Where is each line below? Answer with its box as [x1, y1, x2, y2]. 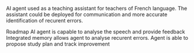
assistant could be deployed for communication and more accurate [6, 11, 168, 18]
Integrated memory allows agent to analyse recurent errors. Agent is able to [6, 35, 189, 41]
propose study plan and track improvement [6, 40, 110, 47]
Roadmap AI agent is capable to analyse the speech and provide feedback [6, 28, 185, 35]
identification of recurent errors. [6, 17, 84, 24]
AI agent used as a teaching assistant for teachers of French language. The [6, 5, 188, 12]
